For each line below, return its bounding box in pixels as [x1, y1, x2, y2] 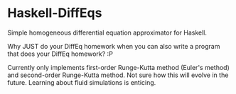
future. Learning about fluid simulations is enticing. [7, 78, 156, 86]
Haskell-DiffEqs [7, 5, 102, 21]
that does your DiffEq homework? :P [7, 49, 114, 58]
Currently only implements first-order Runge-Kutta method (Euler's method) [7, 63, 230, 71]
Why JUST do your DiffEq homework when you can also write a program [7, 42, 220, 50]
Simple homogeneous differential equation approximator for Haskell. [7, 28, 208, 37]
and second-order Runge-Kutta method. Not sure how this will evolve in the [7, 71, 229, 79]
